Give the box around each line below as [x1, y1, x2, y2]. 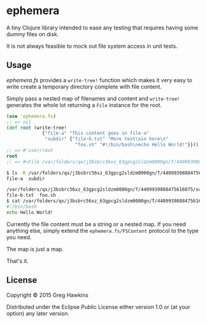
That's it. [6, 257, 29, 264]
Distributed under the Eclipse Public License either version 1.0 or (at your [6, 303, 191, 310]
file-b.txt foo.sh [6, 192, 56, 199]
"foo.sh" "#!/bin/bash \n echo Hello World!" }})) [74, 142, 199, 148]
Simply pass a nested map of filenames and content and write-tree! [6, 94, 180, 102]
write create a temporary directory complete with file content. [6, 83, 162, 90]
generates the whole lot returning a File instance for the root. [6, 101, 162, 108]
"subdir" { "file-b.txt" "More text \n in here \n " [45, 136, 169, 142]
